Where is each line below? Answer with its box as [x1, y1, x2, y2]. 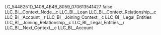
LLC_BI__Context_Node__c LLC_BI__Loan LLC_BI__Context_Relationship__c [4, 9, 157, 15]
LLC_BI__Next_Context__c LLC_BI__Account [4, 25, 93, 31]
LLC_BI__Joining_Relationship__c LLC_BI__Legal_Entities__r [4, 20, 125, 25]
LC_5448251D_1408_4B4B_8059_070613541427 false [4, 4, 113, 9]
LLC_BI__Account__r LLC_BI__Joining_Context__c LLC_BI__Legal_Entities [4, 14, 152, 20]
